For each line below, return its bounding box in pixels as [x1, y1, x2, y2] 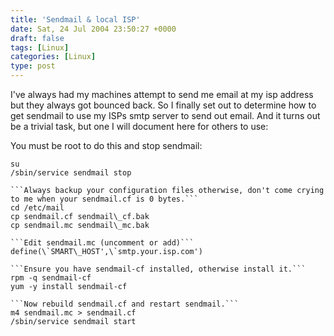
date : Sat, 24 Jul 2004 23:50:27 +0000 [10, 24, 177, 34]
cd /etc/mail [10, 203, 65, 213]
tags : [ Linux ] [10, 42, 70, 53]
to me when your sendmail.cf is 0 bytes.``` [10, 194, 199, 204]
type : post [10, 61, 56, 71]
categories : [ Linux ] [10, 52, 97, 62]
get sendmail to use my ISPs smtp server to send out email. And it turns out [10, 110, 321, 121]
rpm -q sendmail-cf [10, 273, 92, 283]
